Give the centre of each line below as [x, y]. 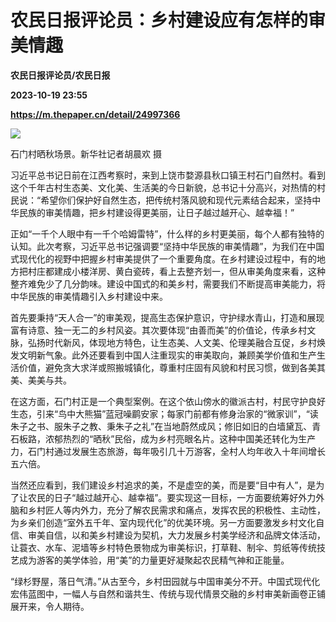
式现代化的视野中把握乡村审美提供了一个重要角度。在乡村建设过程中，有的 [163, 258]
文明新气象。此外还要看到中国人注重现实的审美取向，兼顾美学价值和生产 [167, 355]
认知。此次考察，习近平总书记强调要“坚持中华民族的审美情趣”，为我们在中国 [167, 246]
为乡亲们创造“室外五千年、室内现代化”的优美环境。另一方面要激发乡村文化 [163, 522]
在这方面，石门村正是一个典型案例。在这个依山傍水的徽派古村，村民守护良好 [168, 401]
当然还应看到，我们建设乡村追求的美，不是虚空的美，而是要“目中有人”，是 [163, 485]
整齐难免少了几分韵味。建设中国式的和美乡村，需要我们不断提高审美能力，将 [168, 283]
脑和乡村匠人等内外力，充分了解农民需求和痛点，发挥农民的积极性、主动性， [168, 510]
